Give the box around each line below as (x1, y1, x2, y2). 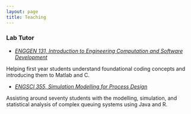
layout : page (6, 8, 39, 15)
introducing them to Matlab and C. (6, 71, 90, 78)
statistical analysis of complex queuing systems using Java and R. (6, 100, 168, 107)
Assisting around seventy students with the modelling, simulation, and (6, 94, 177, 102)
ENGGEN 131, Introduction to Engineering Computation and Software (14, 47, 183, 54)
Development (14, 53, 47, 61)
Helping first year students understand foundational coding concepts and (6, 65, 186, 72)
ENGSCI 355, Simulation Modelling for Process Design (14, 83, 148, 90)
